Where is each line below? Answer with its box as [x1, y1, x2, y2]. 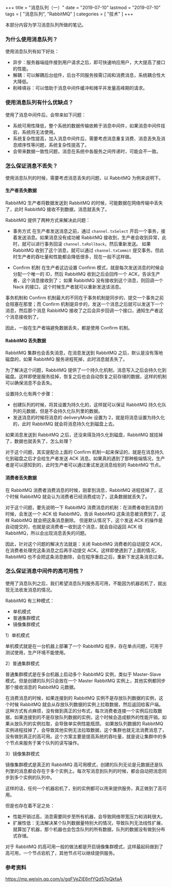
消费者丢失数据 [5, 475, 37, 481]
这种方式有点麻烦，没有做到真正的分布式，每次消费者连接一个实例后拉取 [5, 708, 158, 714]
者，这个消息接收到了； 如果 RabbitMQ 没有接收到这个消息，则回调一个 [12, 277, 163, 283]
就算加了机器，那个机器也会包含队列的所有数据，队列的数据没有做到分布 [12, 826, 165, 832]
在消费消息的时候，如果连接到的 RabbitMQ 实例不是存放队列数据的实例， [5, 695, 159, 701]
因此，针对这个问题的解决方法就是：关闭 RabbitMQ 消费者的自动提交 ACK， [5, 541, 165, 547]
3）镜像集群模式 [5, 750, 40, 757]
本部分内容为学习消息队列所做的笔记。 [5, 22, 86, 28]
